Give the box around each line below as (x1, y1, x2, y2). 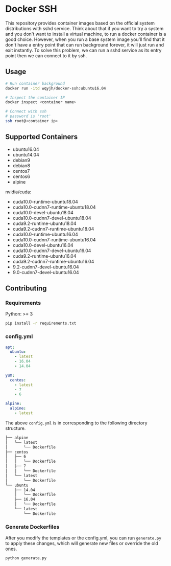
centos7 (12, 168, 30, 174)
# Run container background (5, 81, 65, 86)
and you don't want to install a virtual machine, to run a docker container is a (5, 31, 166, 37)
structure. (5, 425, 26, 431)
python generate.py (5, 556, 47, 561)
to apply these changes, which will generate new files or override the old (5, 540, 158, 547)
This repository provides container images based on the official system (5, 20, 155, 26)
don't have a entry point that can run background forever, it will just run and (5, 41, 164, 48)
